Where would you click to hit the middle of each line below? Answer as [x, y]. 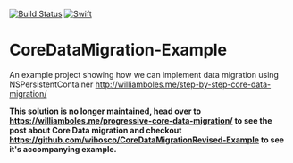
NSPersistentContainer [51, 84]
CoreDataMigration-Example [118, 50]
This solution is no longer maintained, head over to [105, 111]
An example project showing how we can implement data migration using [144, 74]
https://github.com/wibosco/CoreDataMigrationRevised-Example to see [146, 140]
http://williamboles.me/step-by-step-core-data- [183, 84]
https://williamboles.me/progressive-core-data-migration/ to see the [141, 120]
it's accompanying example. [63, 149]
